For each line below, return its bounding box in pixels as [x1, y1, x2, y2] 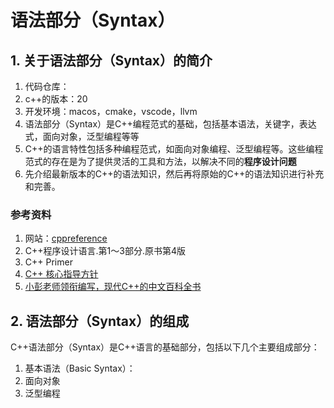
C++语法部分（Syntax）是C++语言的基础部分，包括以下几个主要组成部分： [10, 341, 320, 353]
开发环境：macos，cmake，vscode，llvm [24, 106, 198, 117]
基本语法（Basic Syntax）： [24, 362, 136, 375]
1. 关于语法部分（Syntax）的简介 [10, 52, 213, 69]
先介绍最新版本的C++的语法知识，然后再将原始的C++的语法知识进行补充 [24, 168, 325, 180]
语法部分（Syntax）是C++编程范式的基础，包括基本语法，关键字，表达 [24, 118, 317, 130]
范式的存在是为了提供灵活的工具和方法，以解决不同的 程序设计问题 [24, 156, 297, 167]
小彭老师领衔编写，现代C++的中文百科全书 [24, 281, 202, 293]
